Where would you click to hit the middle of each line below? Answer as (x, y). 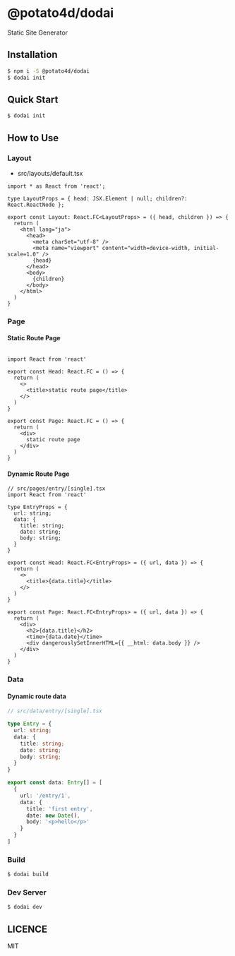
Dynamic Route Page (38, 474)
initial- (206, 248)
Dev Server (27, 892)
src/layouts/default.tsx (50, 173)
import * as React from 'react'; (56, 186)
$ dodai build (28, 874)
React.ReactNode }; (36, 205)
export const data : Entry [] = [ (55, 783)
